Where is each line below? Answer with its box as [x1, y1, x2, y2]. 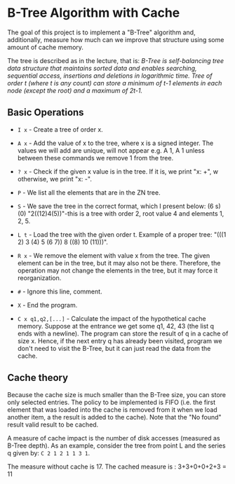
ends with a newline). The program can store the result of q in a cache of [17, 329, 229, 338]
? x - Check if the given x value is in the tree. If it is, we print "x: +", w [17, 167, 219, 176]
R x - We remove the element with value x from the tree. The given [17, 251, 210, 260]
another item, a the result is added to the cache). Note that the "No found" [7, 413, 222, 421]
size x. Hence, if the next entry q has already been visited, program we [17, 336, 222, 345]
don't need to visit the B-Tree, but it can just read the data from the [17, 344, 211, 352]
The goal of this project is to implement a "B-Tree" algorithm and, [7, 28, 196, 36]
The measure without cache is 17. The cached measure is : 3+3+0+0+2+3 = [7, 462, 227, 471]
